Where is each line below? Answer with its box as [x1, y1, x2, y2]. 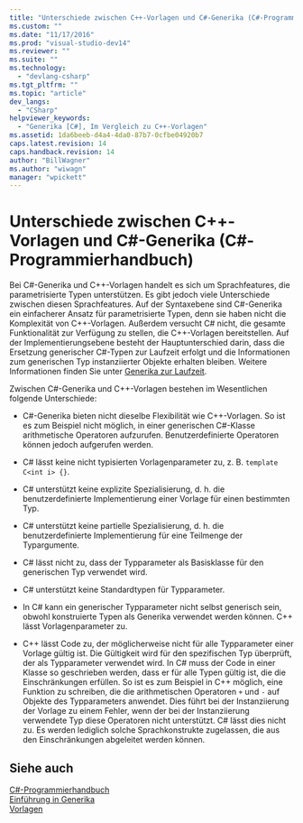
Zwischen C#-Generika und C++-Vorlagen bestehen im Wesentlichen [9, 384, 268, 394]
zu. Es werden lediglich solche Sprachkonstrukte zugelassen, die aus [22, 725, 280, 735]
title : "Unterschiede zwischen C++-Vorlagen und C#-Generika [9, 13, 244, 23]
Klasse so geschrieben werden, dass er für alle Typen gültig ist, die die [22, 667, 287, 678]
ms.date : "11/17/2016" [9, 30, 95, 39]
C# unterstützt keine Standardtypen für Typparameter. [22, 584, 225, 596]
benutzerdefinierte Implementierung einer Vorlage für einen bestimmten [22, 494, 290, 504]
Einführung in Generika [9, 794, 96, 804]
